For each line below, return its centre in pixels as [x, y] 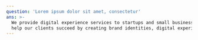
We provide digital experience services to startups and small [90, 22]
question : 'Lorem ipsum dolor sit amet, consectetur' [74, 11]
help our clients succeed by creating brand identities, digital [93, 28]
